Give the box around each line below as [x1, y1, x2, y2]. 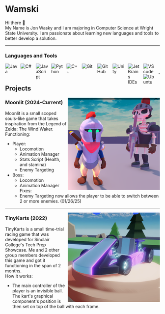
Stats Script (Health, [19, 156, 60, 162]
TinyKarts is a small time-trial [5, 226, 64, 232]
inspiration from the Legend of [5, 120, 67, 126]
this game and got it [5, 257, 46, 263]
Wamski [5, 3, 39, 15]
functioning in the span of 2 [5, 262, 61, 268]
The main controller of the [12, 283, 65, 288]
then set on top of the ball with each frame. [12, 303, 100, 309]
